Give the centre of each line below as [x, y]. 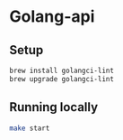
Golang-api [52, 17]
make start [30, 128]
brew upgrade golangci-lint [62, 79]
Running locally [54, 107]
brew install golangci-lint [62, 70]
